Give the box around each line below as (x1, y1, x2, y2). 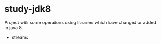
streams (11, 34, 28, 40)
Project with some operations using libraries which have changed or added (4, 20, 157, 25)
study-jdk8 (4, 3, 51, 15)
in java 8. (4, 24, 23, 30)
